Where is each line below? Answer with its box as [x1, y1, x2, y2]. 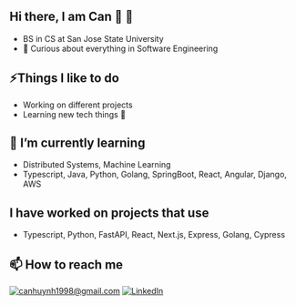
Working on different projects [22, 99, 134, 110]
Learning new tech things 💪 [22, 108, 126, 119]
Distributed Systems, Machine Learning [22, 159, 171, 170]
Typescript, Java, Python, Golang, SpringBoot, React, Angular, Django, [22, 169, 287, 180]
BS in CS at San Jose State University [22, 33, 164, 44]
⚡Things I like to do [9, 70, 120, 86]
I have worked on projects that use [9, 205, 209, 220]
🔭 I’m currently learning [9, 136, 146, 151]
